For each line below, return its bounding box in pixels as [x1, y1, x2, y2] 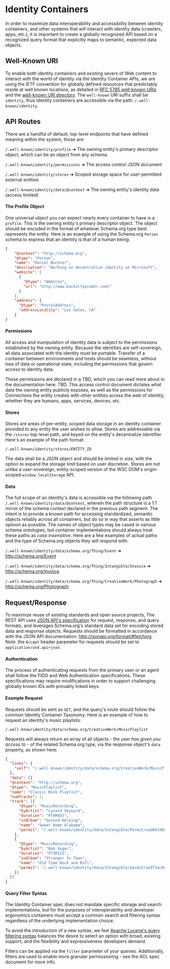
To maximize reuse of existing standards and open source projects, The [5, 612, 155, 618]
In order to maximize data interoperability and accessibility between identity [5, 20, 163, 26]
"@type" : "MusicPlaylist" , [10, 785, 67, 790]
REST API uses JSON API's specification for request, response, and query [5, 617, 159, 623]
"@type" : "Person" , [14, 256, 56, 261]
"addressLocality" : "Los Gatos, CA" [18, 307, 96, 313]
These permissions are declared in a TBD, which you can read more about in [5, 376, 165, 382]
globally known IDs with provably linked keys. [5, 683, 100, 690]
